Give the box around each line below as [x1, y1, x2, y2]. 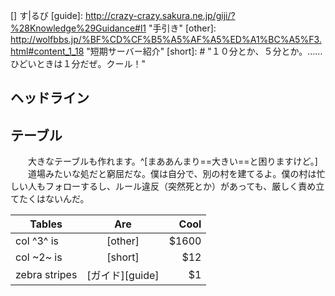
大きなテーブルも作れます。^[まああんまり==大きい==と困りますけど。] [27, 155, 318, 168]
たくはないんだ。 [18, 193, 90, 205]
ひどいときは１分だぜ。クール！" [10, 58, 147, 69]
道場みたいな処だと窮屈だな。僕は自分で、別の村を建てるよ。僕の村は [27, 168, 317, 180]
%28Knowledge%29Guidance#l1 [10, 22, 147, 34]
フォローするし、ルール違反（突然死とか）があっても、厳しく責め [44, 180, 317, 193]
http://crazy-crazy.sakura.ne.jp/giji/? [84, 10, 236, 21]
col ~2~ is [15, 250, 63, 264]
